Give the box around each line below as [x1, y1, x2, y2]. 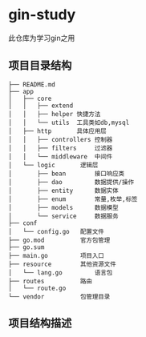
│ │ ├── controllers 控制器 [8, 135, 113, 143]
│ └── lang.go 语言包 [8, 268, 113, 277]
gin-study [8, 6, 76, 24]
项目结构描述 [8, 316, 72, 330]
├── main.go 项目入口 [8, 251, 104, 259]
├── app [8, 87, 34, 95]
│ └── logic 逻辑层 [8, 161, 99, 169]
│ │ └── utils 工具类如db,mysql [8, 118, 130, 126]
